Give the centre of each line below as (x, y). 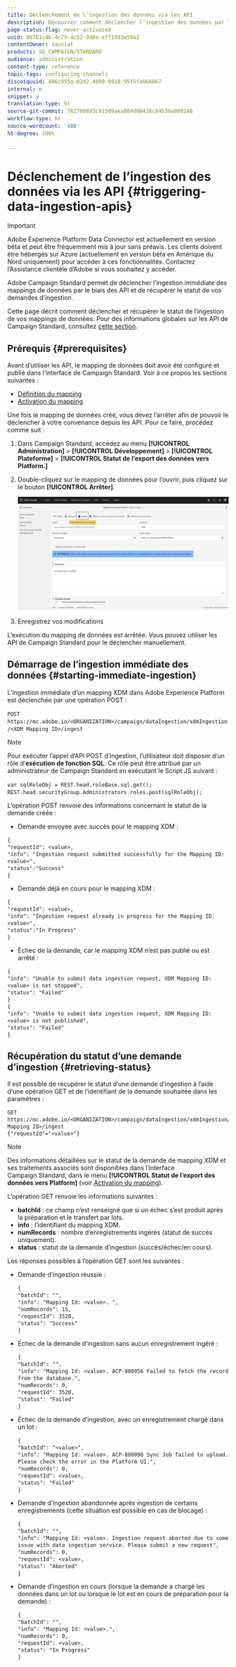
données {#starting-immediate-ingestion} (102, 676)
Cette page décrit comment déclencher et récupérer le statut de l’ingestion (116, 311)
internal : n (25, 89)
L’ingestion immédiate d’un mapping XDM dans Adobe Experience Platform (116, 692)
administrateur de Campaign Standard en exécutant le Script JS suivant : (112, 770)
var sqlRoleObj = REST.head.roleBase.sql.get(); (80, 785)
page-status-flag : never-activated (59, 30)
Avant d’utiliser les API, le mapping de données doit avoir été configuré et (113, 365)
